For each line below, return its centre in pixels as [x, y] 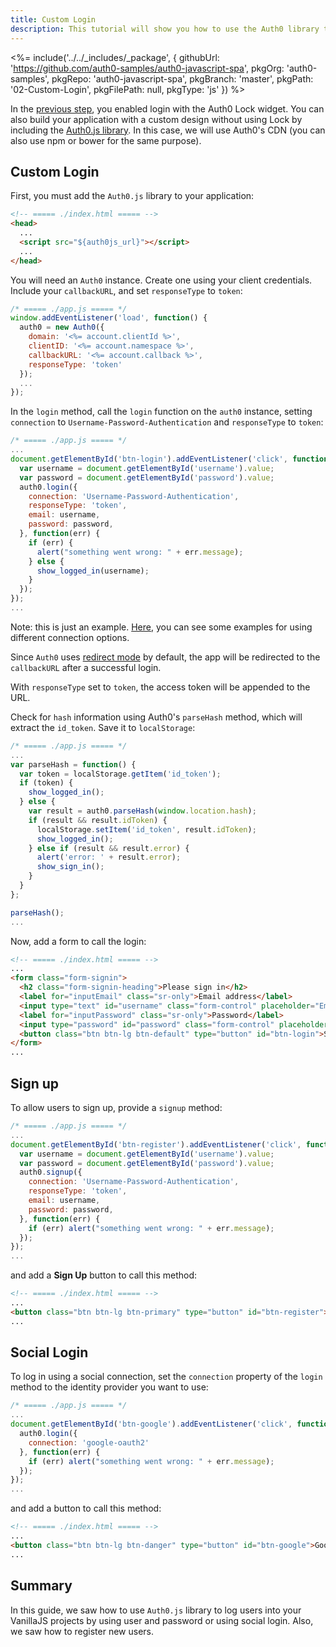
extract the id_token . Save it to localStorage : [103, 727]
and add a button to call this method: [86, 1508]
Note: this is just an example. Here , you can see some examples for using [161, 627]
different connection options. [70, 637]
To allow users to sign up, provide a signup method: [116, 1107]
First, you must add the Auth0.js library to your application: [132, 196]
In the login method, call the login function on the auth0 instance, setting [161, 412]
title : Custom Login [53, 19]
